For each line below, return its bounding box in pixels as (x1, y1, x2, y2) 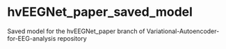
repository (57, 34, 87, 42)
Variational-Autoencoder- (146, 27, 220, 35)
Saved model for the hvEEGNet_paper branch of (7, 27, 145, 35)
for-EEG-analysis (7, 34, 56, 42)
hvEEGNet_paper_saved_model (7, 4, 193, 20)
